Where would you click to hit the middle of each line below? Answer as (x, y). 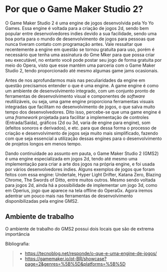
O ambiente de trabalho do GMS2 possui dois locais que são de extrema (80, 229)
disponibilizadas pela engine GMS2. (42, 201)
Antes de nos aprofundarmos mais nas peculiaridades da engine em (75, 80)
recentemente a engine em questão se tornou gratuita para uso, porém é (80, 49)
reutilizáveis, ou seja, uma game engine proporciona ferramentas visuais (80, 101)
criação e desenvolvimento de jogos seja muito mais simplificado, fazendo (82, 133)
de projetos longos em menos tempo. (44, 143)
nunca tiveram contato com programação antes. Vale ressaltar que (74, 44)
